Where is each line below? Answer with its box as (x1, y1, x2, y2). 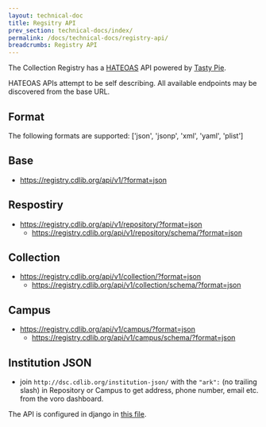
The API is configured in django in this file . (8, 410, 147, 418)
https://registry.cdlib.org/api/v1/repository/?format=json (19, 219, 202, 229)
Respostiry (8, 198, 64, 212)
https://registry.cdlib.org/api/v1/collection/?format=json (19, 272, 201, 281)
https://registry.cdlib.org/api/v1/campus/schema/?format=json (31, 333, 236, 343)
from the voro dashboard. (19, 394, 104, 403)
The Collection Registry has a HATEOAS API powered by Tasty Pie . (8, 63, 226, 72)
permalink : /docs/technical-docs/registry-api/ (8, 33, 169, 42)
